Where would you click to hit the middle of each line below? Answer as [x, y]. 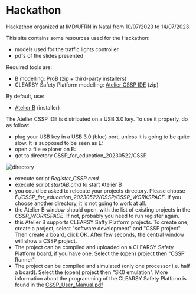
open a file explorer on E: [45, 149]
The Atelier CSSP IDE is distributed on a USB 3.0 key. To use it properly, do [97, 119]
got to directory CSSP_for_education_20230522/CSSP [81, 155]
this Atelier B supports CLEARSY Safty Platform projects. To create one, [102, 222]
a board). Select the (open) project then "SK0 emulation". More [91, 272]
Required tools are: [29, 67]
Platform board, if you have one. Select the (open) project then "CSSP [99, 253]
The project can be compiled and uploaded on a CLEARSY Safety [94, 247]
